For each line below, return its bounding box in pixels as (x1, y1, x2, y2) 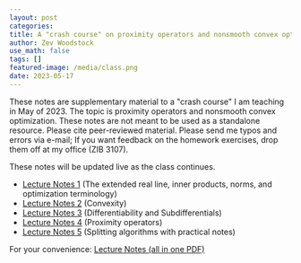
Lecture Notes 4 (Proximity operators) (21, 216, 163, 227)
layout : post (9, 13, 58, 22)
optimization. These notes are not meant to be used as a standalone (9, 115, 261, 126)
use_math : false (9, 47, 70, 56)
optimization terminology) (21, 188, 118, 198)
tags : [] (9, 55, 42, 64)
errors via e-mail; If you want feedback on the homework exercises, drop (9, 134, 279, 145)
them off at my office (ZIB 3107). (9, 144, 129, 154)
